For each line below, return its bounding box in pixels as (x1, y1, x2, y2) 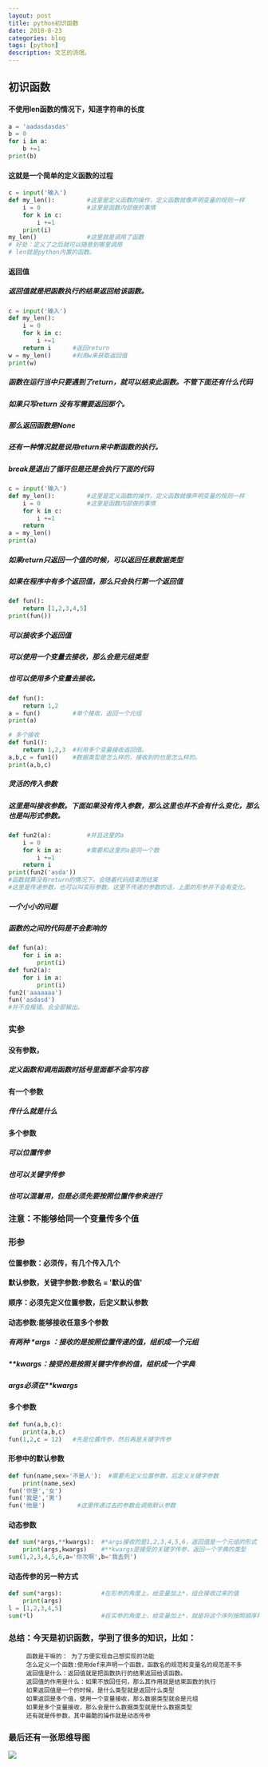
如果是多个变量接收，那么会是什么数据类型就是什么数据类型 (26, 1704, 193, 1712)
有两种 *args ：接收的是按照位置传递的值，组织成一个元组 (8, 1337, 199, 1347)
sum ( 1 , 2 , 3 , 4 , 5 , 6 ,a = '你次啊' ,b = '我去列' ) (8, 1553, 137, 1562)
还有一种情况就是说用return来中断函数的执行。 (8, 442, 163, 452)
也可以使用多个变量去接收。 (8, 673, 100, 684)
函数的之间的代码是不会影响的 (8, 923, 106, 932)
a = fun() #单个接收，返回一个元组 (8, 709, 142, 717)
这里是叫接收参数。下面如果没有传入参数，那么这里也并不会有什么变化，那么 (8, 800, 260, 810)
